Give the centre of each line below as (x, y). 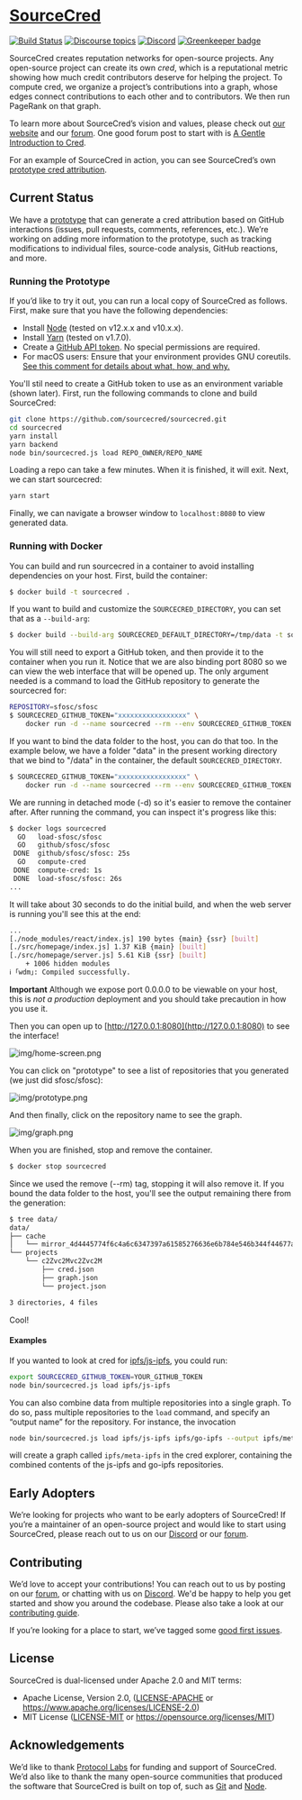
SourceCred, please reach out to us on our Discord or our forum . (129, 1534)
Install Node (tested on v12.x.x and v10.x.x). (103, 328)
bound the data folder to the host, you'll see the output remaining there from (151, 1193)
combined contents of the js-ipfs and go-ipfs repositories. (117, 1465)
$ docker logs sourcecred (58, 828)
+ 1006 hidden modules (68, 964)
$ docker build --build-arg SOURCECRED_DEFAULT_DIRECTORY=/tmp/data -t (146, 635)
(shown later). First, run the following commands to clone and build (133, 394)
